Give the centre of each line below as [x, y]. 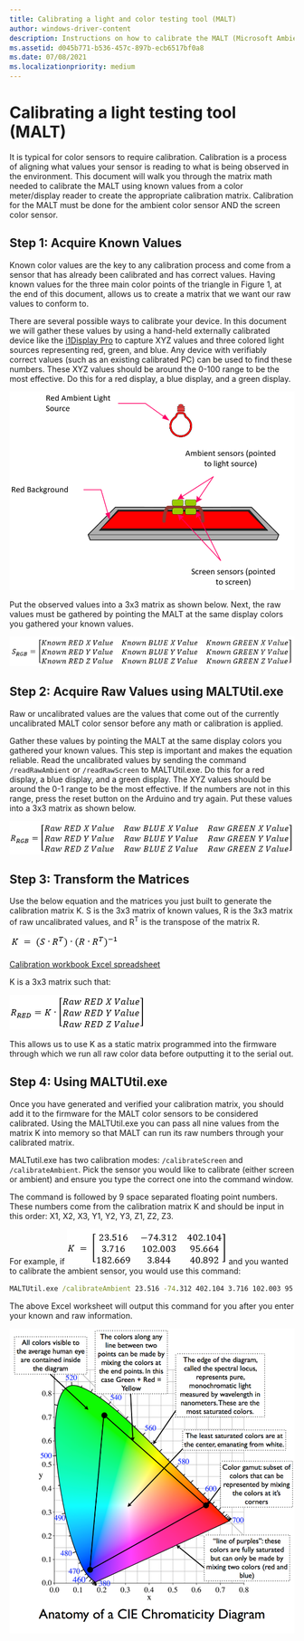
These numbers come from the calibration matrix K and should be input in [147, 1206]
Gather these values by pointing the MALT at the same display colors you [146, 740]
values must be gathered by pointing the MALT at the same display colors [146, 615]
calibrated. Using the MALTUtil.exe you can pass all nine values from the [144, 1123]
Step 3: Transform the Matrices [100, 879]
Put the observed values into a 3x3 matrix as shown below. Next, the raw [145, 605]
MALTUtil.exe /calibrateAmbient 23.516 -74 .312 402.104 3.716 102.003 [145, 1288]
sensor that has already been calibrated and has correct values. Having [142, 274]
